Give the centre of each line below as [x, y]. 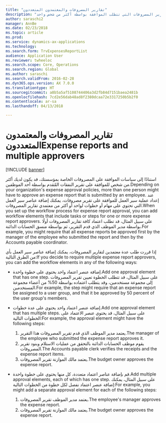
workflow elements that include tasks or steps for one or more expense [78, 216]
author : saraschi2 [24, 19]
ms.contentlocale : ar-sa [31, 102]
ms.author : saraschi [27, 74]
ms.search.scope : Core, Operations [42, 65]
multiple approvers [45, 156]
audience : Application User [34, 56]
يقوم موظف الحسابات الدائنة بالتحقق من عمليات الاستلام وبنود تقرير [82, 343]
